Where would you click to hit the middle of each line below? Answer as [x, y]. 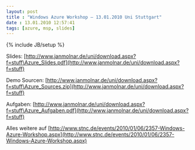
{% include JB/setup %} [35, 45]
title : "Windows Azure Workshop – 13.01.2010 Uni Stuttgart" [84, 17]
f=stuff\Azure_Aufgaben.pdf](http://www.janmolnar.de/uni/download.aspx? [97, 110]
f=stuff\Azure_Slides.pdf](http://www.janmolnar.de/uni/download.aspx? [93, 63]
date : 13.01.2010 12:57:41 [41, 22]
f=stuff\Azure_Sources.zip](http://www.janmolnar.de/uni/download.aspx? [95, 87]
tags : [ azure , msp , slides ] [41, 28]
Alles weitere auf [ [28, 128]
